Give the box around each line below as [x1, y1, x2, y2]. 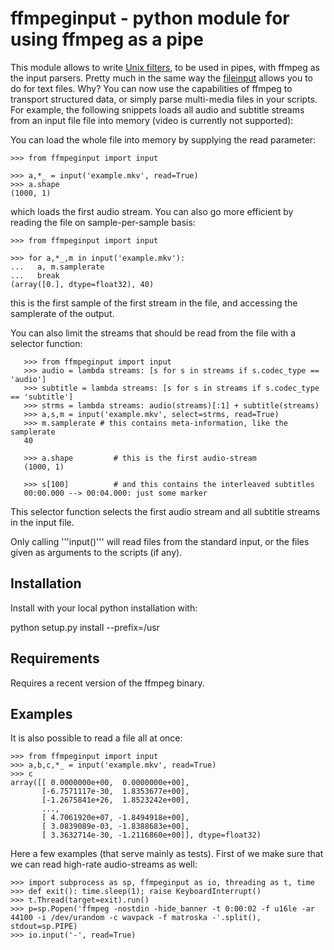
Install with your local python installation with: [10, 602, 198, 614]
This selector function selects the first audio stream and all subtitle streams [10, 505, 321, 517]
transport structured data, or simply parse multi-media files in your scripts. [10, 93, 318, 105]
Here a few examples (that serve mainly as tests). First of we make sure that [10, 848, 324, 860]
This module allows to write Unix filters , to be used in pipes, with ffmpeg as [10, 61, 320, 73]
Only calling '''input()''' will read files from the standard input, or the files [10, 535, 310, 547]
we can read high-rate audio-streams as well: [10, 858, 198, 871]
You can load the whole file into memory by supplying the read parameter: [10, 133, 317, 146]
